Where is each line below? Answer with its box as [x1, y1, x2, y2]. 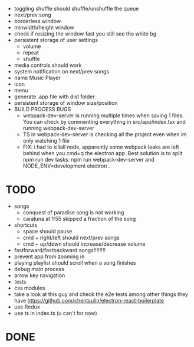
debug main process [14, 265, 64, 272]
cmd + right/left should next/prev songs [22, 234, 120, 241]
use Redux [14, 303, 41, 310]
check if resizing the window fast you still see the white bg [14, 30, 157, 37]
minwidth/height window [14, 24, 74, 31]
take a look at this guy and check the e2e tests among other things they [14, 290, 189, 298]
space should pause [22, 227, 73, 234]
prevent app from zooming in [14, 253, 85, 260]
